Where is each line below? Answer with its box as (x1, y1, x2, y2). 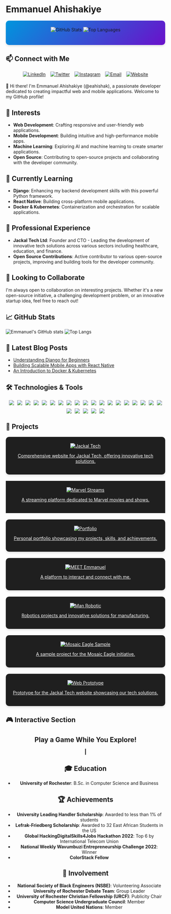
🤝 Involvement (62, 869, 109, 878)
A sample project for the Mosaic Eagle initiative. (35, 651, 136, 657)
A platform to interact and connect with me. (40, 573, 131, 580)
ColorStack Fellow (69, 854, 109, 860)
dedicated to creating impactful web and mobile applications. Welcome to (6, 89, 159, 95)
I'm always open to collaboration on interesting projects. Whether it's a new (6, 287, 163, 293)
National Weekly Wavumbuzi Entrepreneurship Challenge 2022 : (20, 844, 158, 850)
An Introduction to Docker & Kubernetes (13, 368, 97, 374)
